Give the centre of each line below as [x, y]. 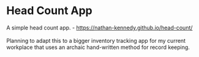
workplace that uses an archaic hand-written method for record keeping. [98, 47]
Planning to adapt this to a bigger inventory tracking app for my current [96, 40]
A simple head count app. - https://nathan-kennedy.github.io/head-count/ [99, 28]
